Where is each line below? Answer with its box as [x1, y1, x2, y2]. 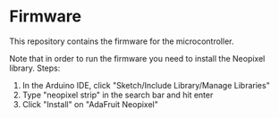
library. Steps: [9, 63, 61, 73]
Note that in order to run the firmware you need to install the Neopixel [9, 53, 266, 63]
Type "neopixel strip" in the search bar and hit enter [21, 89, 214, 100]
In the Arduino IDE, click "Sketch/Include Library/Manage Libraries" [21, 80, 270, 90]
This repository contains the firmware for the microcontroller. [9, 36, 234, 46]
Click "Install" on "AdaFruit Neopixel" [21, 98, 159, 109]
